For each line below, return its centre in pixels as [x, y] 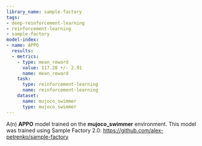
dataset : [28, 96]
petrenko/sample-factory [37, 136]
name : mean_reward [45, 73]
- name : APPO [23, 46]
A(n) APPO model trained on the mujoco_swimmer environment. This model [101, 124]
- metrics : [25, 56]
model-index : [23, 40]
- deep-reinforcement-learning [46, 23]
